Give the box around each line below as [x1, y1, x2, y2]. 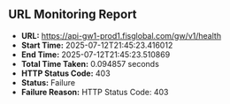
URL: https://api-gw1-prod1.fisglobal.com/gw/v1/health [20, 30, 222, 41]
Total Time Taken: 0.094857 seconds [20, 58, 160, 69]
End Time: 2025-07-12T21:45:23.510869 [20, 48, 171, 60]
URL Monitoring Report [8, 7, 138, 22]
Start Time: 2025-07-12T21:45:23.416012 [20, 40, 173, 50]
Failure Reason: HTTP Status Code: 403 [20, 86, 169, 97]
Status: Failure [20, 77, 76, 87]
